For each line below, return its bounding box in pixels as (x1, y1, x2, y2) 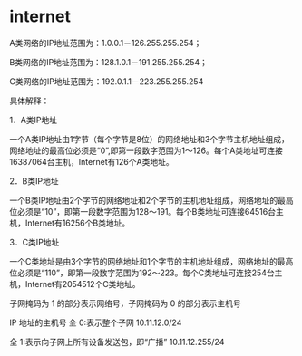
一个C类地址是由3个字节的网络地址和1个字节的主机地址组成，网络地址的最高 (9, 255, 294, 266)
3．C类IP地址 (9, 236, 60, 247)
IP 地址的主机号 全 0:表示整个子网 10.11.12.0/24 (9, 317, 182, 328)
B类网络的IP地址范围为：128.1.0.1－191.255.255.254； (9, 56, 209, 67)
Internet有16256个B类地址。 (24, 217, 131, 228)
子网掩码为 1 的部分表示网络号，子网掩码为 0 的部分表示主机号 (9, 297, 242, 309)
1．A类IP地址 (9, 114, 58, 125)
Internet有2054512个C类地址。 (24, 278, 141, 289)
